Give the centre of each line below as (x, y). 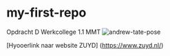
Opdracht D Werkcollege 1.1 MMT (54, 32)
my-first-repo (46, 13)
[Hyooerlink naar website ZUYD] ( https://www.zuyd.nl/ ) (85, 45)
